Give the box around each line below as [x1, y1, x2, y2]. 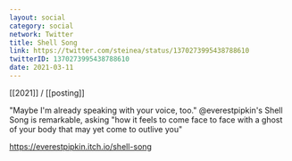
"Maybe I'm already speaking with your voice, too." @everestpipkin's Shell [9, 105, 283, 115]
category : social [9, 21, 74, 30]
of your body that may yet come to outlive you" [9, 123, 183, 134]
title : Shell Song [9, 38, 78, 47]
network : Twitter [9, 30, 74, 38]
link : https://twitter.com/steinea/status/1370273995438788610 [9, 47, 250, 55]
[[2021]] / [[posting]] [9, 87, 85, 98]
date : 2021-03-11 [9, 64, 74, 72]
